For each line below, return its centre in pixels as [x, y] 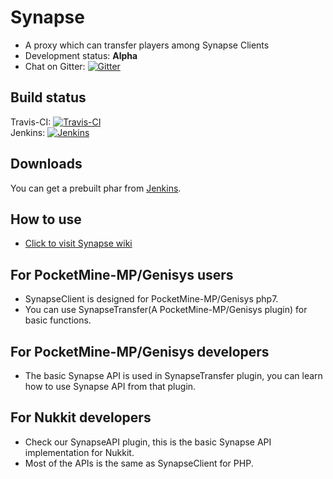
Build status [48, 97]
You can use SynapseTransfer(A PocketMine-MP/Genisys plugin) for [166, 310]
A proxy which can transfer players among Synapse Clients [147, 45]
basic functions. [58, 320]
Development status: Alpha [81, 55]
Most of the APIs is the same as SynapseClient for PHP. [139, 463]
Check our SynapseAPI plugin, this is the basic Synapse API [148, 442]
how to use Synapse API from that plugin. [110, 386]
